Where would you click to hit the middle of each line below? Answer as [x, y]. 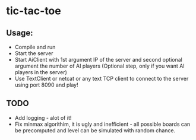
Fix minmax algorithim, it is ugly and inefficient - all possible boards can [102, 124]
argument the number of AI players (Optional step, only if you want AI [100, 66]
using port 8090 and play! [46, 85]
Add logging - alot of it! [43, 117]
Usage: [20, 33]
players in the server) [41, 72]
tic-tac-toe [34, 11]
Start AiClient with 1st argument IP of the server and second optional [98, 60]
